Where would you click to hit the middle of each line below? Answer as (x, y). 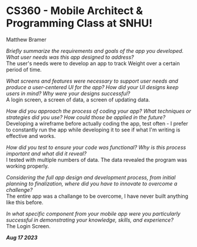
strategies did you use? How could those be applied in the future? (86, 117)
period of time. (24, 69)
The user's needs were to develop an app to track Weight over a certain (93, 63)
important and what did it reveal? (46, 153)
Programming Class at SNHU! (79, 23)
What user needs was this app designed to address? (70, 57)
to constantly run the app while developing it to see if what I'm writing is (93, 130)
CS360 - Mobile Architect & (74, 11)
